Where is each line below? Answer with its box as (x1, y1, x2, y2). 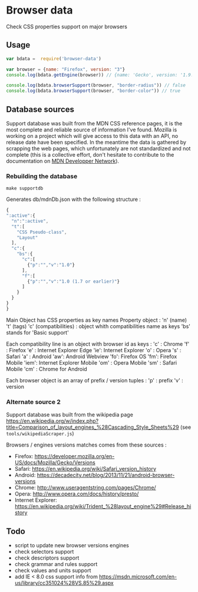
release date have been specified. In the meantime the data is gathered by (6, 138, 187, 145)
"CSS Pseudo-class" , (16, 229, 67, 235)
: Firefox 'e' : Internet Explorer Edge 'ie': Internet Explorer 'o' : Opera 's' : (6, 346, 181, 353)
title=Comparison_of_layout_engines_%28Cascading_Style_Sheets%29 (6, 424, 179, 431)
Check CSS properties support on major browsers (6, 23, 128, 30)
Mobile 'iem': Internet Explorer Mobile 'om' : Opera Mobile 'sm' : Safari (6, 359, 177, 366)
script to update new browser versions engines (14, 541, 130, 548)
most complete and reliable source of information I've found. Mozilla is (6, 126, 177, 133)
